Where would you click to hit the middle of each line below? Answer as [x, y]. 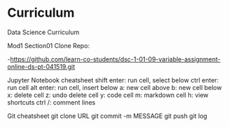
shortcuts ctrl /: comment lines [51, 102]
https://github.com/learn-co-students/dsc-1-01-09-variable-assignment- [115, 59]
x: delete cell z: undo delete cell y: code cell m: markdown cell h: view [108, 95]
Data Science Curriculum [43, 32]
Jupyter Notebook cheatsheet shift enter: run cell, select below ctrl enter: [113, 80]
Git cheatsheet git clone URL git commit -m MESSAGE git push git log [107, 116]
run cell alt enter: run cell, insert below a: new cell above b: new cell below [114, 87]
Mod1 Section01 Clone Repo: [48, 45]
